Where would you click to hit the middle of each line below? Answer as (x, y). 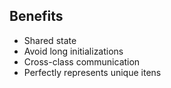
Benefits (36, 16)
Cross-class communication (82, 61)
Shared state (50, 40)
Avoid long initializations (73, 51)
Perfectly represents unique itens (92, 72)
